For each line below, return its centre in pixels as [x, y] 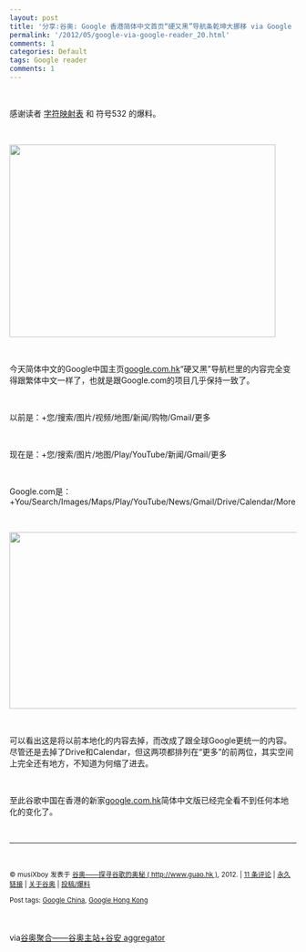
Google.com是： [41, 491]
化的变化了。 [33, 812]
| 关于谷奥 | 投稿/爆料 [57, 884]
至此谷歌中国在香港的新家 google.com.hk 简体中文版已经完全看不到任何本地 [149, 800]
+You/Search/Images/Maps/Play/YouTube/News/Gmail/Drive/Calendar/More [153, 502]
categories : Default [49, 52]
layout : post [34, 18]
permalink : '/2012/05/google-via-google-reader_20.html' [120, 35]
